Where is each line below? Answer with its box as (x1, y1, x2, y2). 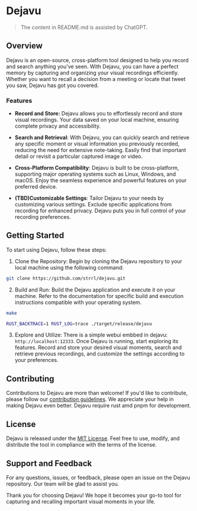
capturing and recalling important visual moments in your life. (6, 498, 156, 505)
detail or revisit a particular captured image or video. (14, 153, 143, 160)
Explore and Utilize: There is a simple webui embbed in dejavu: (14, 331, 168, 338)
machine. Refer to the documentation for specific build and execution (14, 292, 184, 299)
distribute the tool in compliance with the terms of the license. (6, 441, 157, 448)
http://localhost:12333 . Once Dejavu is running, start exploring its (14, 338, 179, 345)
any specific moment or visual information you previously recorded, (14, 140, 180, 147)
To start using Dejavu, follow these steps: (6, 246, 107, 253)
